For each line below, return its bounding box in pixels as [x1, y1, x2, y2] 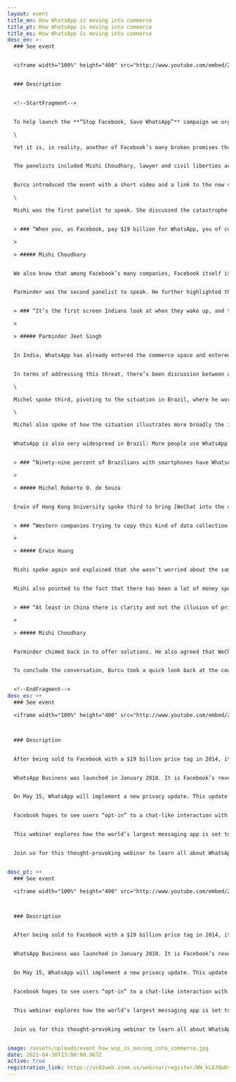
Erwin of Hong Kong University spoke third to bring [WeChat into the [13, 503, 225, 510]
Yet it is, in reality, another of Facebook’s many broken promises [13, 143, 218, 151]
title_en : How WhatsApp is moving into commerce [7, 17, 152, 24]
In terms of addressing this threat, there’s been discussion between [13, 371, 225, 378]
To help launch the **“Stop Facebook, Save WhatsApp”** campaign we [13, 118, 218, 125]
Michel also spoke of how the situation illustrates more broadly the [13, 421, 225, 429]
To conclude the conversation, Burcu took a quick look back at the [13, 667, 218, 674]
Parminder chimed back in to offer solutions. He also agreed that [13, 648, 216, 655]
